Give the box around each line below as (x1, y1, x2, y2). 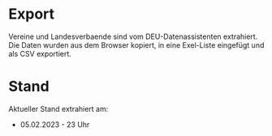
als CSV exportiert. (8, 49, 71, 58)
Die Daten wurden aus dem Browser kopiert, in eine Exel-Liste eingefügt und (8, 40, 265, 49)
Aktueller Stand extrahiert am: (8, 104, 109, 113)
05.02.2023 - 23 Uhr (19, 119, 90, 130)
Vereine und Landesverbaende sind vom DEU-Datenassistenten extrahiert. (8, 32, 258, 41)
